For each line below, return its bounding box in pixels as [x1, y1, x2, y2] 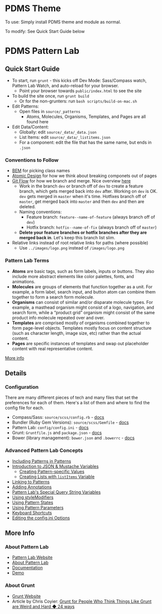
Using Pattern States [12, 499, 53, 505]
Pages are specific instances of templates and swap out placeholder [12, 340, 149, 346]
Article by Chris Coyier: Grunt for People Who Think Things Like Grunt [12, 598, 152, 604]
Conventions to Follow [5, 156, 59, 163]
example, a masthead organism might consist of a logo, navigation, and [12, 304, 154, 310]
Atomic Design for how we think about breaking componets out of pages [12, 173, 157, 179]
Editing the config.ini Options [12, 515, 70, 521]
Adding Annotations [12, 484, 52, 490]
